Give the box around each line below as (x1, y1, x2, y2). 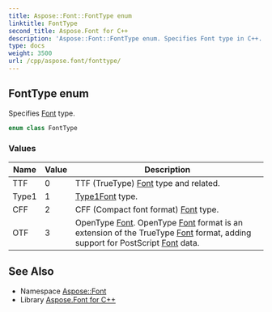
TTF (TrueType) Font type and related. (74, 177, 220, 188)
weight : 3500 (8, 49, 53, 57)
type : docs (8, 42, 45, 50)
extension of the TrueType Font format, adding (74, 227, 252, 238)
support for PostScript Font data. (74, 237, 200, 248)
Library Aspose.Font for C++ (19, 294, 116, 304)
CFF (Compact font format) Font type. (74, 204, 219, 215)
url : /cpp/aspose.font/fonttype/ (8, 57, 121, 65)
